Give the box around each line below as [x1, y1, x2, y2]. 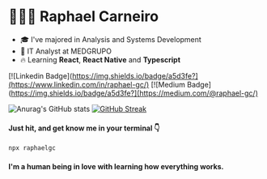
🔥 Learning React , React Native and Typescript [19, 54, 180, 64]
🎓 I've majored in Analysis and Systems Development [19, 34, 202, 44]
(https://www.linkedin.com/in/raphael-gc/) [8, 79, 150, 89]
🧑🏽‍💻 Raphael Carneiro [8, 7, 159, 26]
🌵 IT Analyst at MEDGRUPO [19, 46, 112, 56]
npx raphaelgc [8, 144, 57, 152]
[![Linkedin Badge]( [8, 70, 73, 80]
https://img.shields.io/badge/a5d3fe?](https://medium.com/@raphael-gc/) [11, 88, 259, 98]
